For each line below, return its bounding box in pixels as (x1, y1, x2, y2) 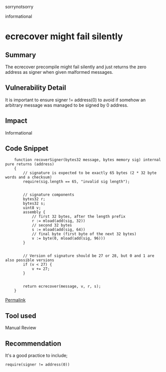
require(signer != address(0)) (5, 362, 70, 368)
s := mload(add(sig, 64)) (31, 227, 85, 232)
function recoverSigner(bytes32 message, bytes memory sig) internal (14, 158, 162, 163)
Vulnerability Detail (5, 84, 66, 92)
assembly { (23, 210, 46, 215)
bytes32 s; (23, 201, 46, 206)
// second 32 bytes (31, 223, 72, 228)
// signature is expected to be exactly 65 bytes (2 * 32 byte (23, 171, 157, 176)
